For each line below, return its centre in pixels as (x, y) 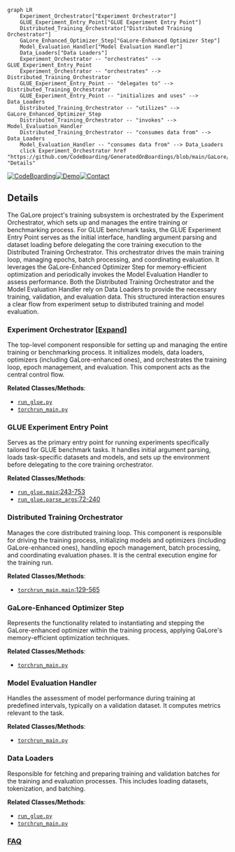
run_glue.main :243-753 (51, 492)
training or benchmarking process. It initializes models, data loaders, (106, 353)
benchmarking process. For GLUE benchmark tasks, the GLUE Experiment (114, 229)
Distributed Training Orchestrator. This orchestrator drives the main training (116, 252)
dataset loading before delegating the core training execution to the (105, 244)
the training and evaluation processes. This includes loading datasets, (108, 781)
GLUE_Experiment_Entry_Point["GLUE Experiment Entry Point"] (111, 22)
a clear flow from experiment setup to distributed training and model (106, 304)
